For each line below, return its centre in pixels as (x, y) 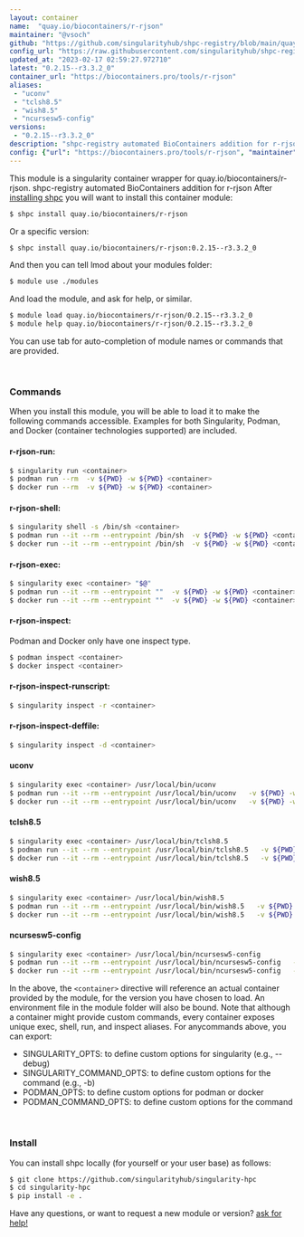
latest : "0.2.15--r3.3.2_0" (62, 69)
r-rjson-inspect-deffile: (54, 726)
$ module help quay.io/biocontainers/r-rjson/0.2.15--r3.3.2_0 (131, 324)
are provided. (34, 351)
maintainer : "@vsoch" (50, 34)
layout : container (44, 18)
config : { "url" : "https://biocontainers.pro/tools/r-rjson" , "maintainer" (153, 152)
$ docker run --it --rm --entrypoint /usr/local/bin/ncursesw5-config (145, 971)
